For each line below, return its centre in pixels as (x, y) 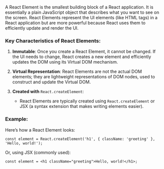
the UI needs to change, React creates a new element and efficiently (82, 57)
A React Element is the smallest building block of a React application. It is (79, 7)
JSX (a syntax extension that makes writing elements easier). (82, 106)
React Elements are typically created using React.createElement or (87, 101)
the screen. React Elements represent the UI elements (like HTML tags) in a (81, 17)
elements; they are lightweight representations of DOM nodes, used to (83, 77)
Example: (16, 119)
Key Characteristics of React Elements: (53, 40)
